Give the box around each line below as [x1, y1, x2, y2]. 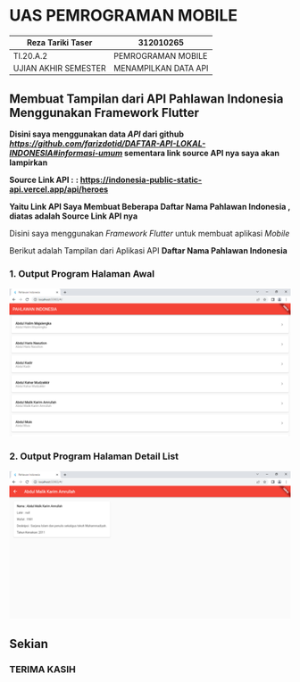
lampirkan [9, 157, 48, 168]
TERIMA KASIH [9, 662, 76, 675]
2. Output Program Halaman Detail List [9, 450, 179, 462]
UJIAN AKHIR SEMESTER [12, 62, 106, 73]
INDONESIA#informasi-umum [9, 148, 123, 159]
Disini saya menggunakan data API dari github [9, 129, 185, 139]
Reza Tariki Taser [26, 37, 93, 48]
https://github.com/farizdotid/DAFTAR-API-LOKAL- [9, 138, 206, 149]
